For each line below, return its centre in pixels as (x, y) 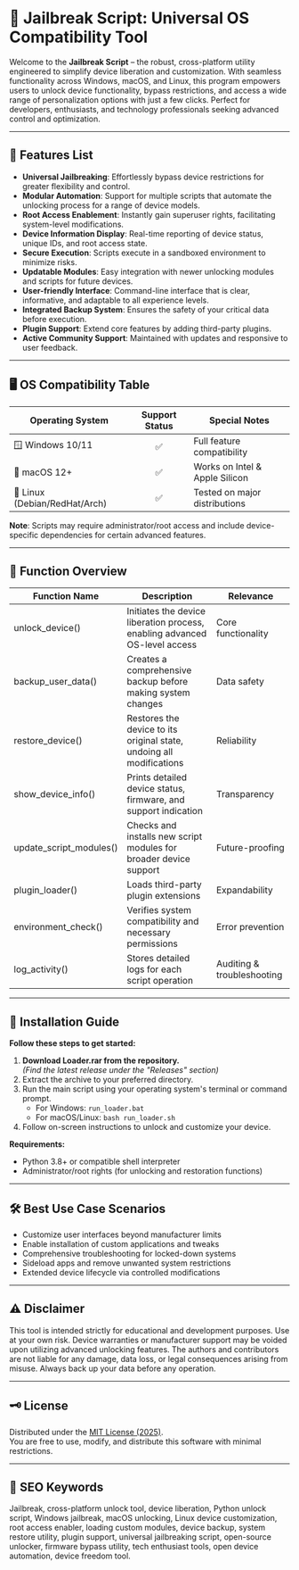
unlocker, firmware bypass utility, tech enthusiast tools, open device (134, 1547)
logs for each (154, 969)
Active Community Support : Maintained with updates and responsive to (155, 337)
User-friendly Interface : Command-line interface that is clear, (136, 290)
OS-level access (162, 644)
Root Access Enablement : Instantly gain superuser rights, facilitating (149, 214)
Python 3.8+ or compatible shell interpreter (101, 1162)
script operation (160, 981)
